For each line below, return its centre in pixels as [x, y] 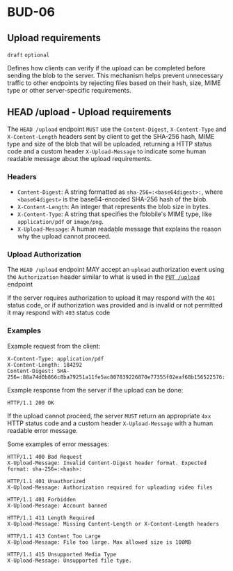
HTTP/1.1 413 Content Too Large [54, 536]
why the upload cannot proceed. [64, 236]
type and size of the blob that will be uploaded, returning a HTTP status [110, 144]
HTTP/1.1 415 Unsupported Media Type [62, 554]
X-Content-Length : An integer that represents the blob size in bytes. [114, 207]
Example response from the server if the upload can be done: [95, 390]
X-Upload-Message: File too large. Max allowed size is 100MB [99, 542]
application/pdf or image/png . [61, 222]
